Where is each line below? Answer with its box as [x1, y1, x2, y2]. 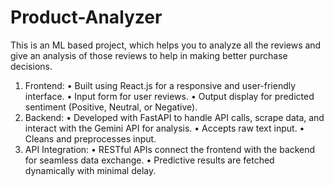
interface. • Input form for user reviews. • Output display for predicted [24, 90, 315, 102]
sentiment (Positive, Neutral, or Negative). [24, 101, 198, 113]
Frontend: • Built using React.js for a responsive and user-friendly [24, 79, 297, 91]
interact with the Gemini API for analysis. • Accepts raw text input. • [24, 122, 305, 134]
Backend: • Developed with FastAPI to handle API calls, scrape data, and [24, 111, 325, 123]
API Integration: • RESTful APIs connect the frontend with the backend [24, 143, 316, 155]
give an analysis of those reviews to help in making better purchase [10, 49, 288, 61]
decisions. [10, 60, 53, 72]
